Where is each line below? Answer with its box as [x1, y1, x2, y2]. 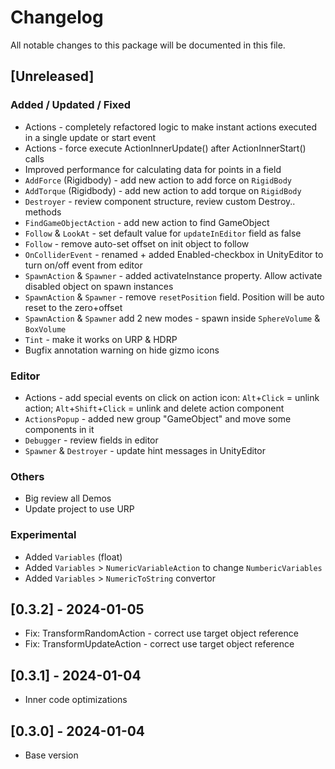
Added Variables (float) [24, 551, 123, 563]
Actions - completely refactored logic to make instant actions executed [24, 121, 318, 133]
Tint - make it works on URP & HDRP [24, 333, 178, 345]
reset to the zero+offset [24, 301, 123, 313]
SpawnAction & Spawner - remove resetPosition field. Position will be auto [24, 291, 325, 303]
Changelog [10, 6, 104, 29]
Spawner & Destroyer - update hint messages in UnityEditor [24, 444, 266, 456]
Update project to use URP [24, 503, 135, 515]
